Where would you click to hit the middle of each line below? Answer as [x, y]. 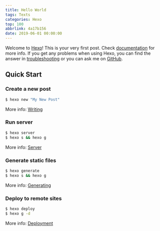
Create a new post [28, 89]
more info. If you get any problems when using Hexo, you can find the [78, 53]
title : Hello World [26, 10]
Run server [19, 122]
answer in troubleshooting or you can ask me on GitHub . [64, 59]
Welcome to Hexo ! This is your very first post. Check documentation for [80, 48]
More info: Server [24, 147]
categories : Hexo [24, 19]
